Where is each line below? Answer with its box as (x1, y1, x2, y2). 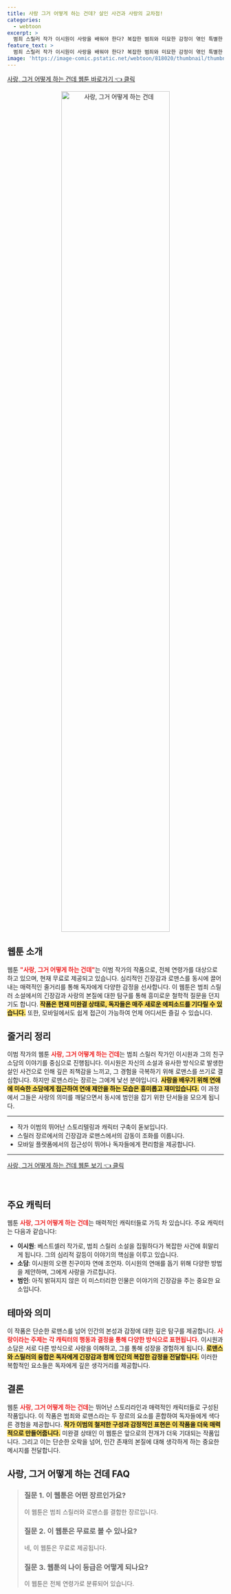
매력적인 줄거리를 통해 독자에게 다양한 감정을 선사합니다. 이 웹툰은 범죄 (19, 982, 209, 990)
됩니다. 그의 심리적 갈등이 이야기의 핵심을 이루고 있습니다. (24, 1251, 179, 1259)
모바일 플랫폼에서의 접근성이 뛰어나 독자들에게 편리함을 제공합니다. (16, 1140, 196, 1148)
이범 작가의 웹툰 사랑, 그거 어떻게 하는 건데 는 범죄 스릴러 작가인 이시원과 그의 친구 (7, 1050, 224, 1059)
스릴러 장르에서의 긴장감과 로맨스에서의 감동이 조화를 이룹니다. (16, 1132, 185, 1140)
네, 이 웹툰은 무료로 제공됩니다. (23, 1543, 107, 1552)
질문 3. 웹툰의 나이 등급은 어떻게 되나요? (23, 1562, 149, 1572)
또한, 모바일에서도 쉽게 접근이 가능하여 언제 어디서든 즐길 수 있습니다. (27, 1008, 213, 1017)
